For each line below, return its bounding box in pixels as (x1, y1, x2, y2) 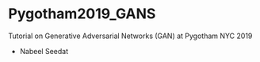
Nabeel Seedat (19, 46, 69, 56)
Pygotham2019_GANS (8, 5, 156, 23)
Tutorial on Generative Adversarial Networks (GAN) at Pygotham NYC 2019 (8, 31, 253, 41)
